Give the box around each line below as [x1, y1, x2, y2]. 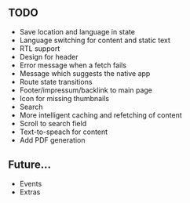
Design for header [19, 52, 79, 61]
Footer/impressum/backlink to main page [19, 85, 153, 95]
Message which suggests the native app [19, 68, 151, 78]
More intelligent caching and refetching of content [19, 110, 182, 120]
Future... [8, 158, 52, 172]
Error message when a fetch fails [19, 60, 127, 70]
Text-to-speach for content [19, 127, 108, 136]
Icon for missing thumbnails [19, 93, 110, 103]
